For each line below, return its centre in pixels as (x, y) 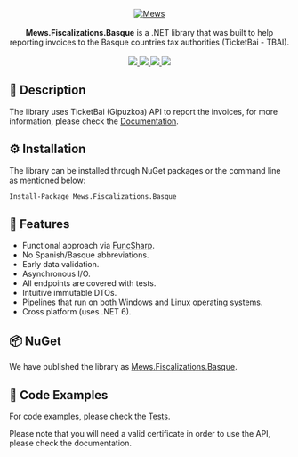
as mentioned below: (48, 180)
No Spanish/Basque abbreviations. (85, 255)
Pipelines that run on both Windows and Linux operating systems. (142, 302)
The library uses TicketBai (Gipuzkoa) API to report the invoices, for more (144, 111)
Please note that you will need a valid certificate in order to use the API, (140, 433)
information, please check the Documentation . (94, 121)
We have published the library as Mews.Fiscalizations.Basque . (123, 367)
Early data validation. (60, 265)
